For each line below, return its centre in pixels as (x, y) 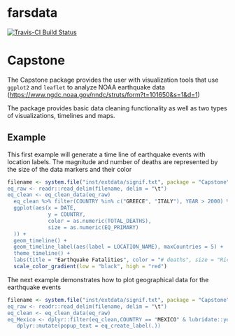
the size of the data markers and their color (70, 169)
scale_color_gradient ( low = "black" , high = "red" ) (91, 267)
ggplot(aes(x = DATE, (45, 208)
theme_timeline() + (42, 254)
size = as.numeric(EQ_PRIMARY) (93, 227)
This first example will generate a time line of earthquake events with (106, 154)
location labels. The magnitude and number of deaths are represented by (113, 161)
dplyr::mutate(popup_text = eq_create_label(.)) (88, 326)
